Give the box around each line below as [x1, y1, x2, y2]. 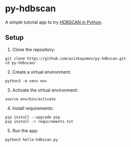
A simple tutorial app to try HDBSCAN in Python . [5, 19, 103, 25]
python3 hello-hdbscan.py [5, 137, 58, 142]
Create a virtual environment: [12, 69, 71, 75]
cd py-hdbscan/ [5, 60, 36, 65]
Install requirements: [12, 105, 54, 111]
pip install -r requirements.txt [5, 119, 74, 124]
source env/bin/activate [5, 96, 56, 101]
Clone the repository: [12, 46, 55, 52]
